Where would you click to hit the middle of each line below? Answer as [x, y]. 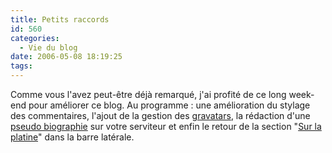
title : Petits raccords [60, 19]
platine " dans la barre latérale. [72, 137]
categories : [35, 38]
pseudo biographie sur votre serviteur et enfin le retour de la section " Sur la [166, 126]
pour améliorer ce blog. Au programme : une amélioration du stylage [169, 105]
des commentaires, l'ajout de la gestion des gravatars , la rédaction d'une [160, 115]
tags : [21, 66]
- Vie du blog [48, 47]
